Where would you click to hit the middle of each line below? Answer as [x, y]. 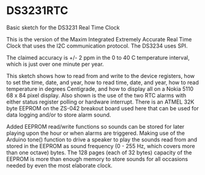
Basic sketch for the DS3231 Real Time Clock [63, 27]
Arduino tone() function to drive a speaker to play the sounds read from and [102, 139]
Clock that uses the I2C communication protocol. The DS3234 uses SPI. [97, 46]
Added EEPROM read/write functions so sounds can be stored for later [95, 126]
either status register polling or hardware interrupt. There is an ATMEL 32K [100, 102]
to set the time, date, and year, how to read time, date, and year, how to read [102, 82]
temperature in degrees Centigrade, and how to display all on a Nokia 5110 [100, 88]
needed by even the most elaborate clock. [59, 165]
